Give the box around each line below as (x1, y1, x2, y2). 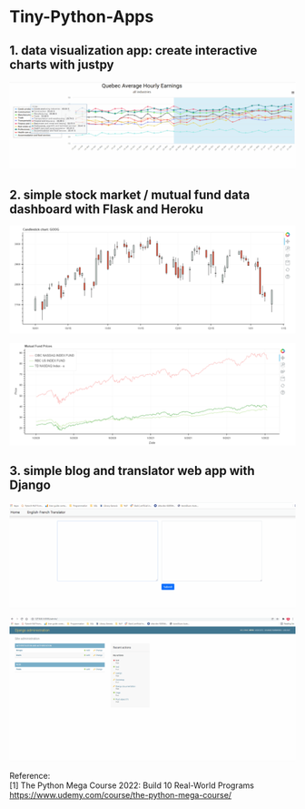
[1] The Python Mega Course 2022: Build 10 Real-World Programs (9, 780, 254, 791)
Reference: (9, 770, 51, 781)
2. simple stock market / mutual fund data (9, 187, 251, 202)
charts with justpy (9, 56, 114, 72)
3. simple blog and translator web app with (9, 463, 256, 479)
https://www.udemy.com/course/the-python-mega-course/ (9, 789, 232, 800)
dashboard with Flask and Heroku (9, 201, 204, 217)
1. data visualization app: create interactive (9, 43, 258, 58)
